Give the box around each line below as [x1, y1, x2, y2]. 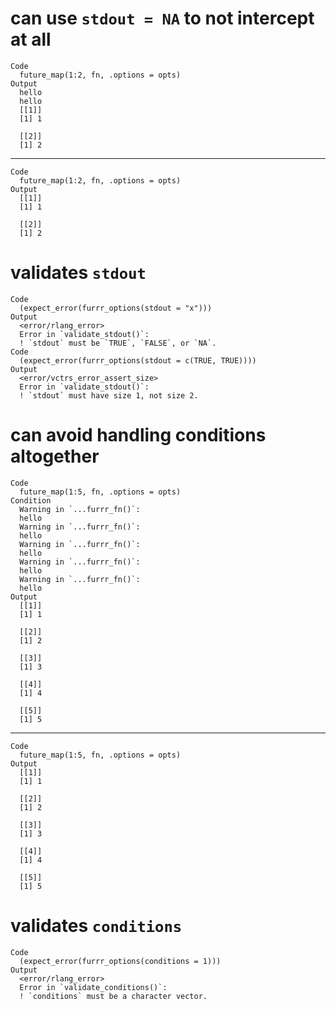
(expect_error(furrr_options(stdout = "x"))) [19, 303, 213, 313]
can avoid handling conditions [10, 424, 267, 447]
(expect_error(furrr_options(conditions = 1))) [19, 956, 222, 966]
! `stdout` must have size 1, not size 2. [19, 390, 199, 401]
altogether [10, 445, 100, 468]
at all [10, 28, 52, 51]
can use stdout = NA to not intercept [10, 7, 315, 30]
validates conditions [10, 915, 183, 937]
